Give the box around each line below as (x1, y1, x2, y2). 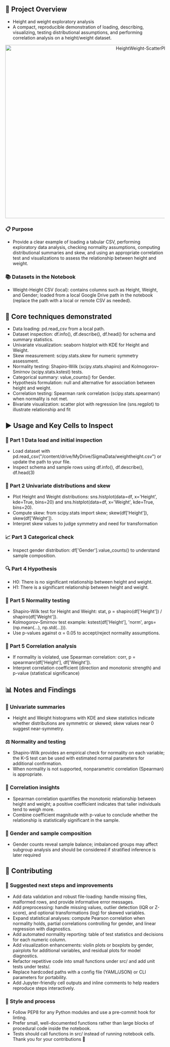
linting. (12, 1015, 27, 1021)
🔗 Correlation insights (5, 784, 60, 791)
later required (12, 852, 41, 858)
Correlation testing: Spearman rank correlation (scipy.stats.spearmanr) (12, 390, 160, 396)
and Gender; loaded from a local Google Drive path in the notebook (12, 292, 153, 298)
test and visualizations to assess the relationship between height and (12, 255, 157, 261)
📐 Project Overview (5, 5, 67, 14)
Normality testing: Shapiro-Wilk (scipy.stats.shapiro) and (12, 364, 131, 370)
